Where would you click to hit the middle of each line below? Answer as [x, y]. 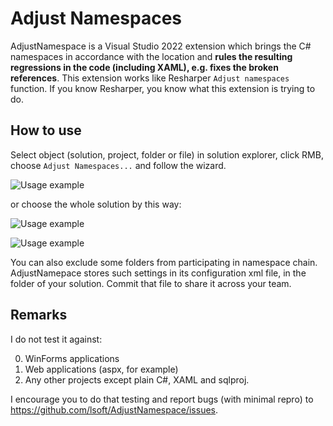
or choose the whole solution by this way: [96, 204]
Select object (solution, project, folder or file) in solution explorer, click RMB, [167, 154]
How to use [46, 130]
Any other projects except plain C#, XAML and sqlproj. [137, 379]
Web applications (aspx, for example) [101, 369]
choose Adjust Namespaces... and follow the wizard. [118, 165]
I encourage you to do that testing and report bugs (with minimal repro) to [162, 399]
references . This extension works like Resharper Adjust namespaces [150, 78]
